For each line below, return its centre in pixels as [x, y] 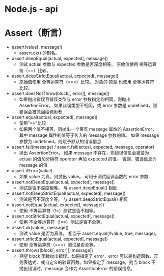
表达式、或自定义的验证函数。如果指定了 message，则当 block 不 [89, 262]
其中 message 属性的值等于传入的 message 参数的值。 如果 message [89, 135]
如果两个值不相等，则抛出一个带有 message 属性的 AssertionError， [88, 129]
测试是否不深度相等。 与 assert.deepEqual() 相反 [68, 188]
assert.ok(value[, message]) [40, 228]
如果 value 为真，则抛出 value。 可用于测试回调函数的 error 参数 [84, 177]
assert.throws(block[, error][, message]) [53, 250]
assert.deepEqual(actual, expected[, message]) [60, 59]
